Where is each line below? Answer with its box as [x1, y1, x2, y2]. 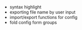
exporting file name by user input [9, 9, 76, 15]
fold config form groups [9, 19, 57, 25]
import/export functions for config [9, 15, 78, 20]
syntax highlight [9, 4, 42, 10]
